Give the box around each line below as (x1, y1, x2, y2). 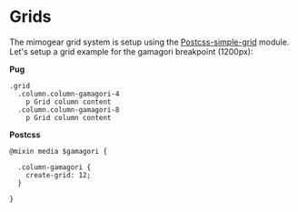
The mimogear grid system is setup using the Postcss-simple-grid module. (9, 36, 290, 47)
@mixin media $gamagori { (9, 146, 107, 156)
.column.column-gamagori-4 (17, 89, 120, 98)
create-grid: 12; (25, 170, 92, 179)
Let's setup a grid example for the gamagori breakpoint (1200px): (9, 45, 253, 56)
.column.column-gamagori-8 (17, 105, 120, 115)
